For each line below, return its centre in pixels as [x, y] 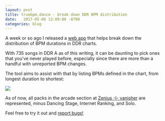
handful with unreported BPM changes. [46, 64]
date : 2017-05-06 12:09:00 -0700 [43, 19]
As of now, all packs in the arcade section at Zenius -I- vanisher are [75, 98]
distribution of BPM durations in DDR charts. [51, 44]
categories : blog [23, 24]
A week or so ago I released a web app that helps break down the [73, 38]
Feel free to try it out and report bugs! [44, 113]
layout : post [19, 10]
